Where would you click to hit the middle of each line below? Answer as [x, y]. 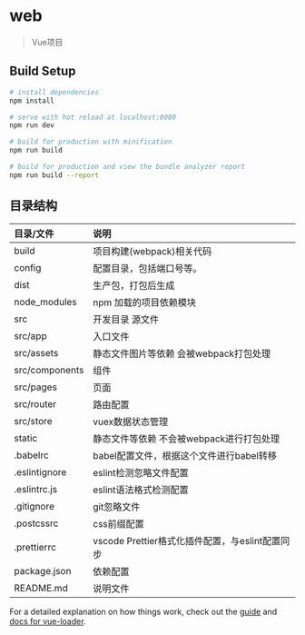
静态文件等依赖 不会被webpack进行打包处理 [187, 439]
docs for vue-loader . [48, 621]
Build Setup [43, 71]
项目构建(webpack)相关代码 [152, 251]
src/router [35, 403]
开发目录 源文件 [126, 319]
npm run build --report [54, 175]
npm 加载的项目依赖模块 [145, 303]
